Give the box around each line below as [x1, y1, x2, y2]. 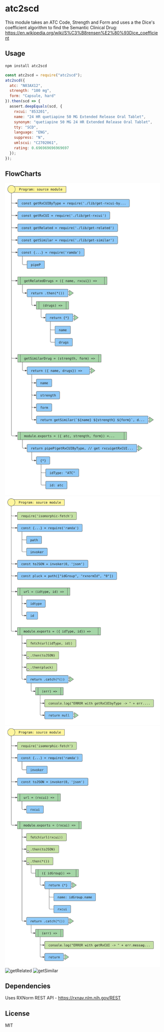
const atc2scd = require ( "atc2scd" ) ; [5, 73, 82, 78]
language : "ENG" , [14, 130, 50, 135]
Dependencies [5, 982, 51, 991]
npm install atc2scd [5, 63, 48, 68]
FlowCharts [5, 170, 42, 178]
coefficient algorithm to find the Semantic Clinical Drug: [5, 24, 117, 30]
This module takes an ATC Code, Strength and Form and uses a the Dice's [5, 19, 155, 25]
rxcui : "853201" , [14, 109, 50, 114]
